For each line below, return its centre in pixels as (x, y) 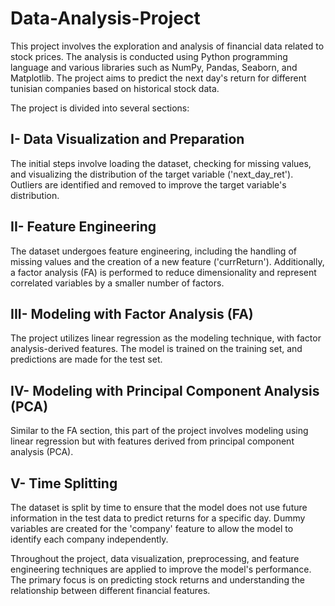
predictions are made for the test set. (86, 359)
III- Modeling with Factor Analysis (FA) (132, 313)
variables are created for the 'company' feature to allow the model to (152, 528)
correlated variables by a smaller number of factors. (117, 283)
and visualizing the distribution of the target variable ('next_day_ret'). (152, 174)
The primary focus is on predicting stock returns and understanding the (157, 580)
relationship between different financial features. (110, 590)
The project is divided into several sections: (100, 108)
